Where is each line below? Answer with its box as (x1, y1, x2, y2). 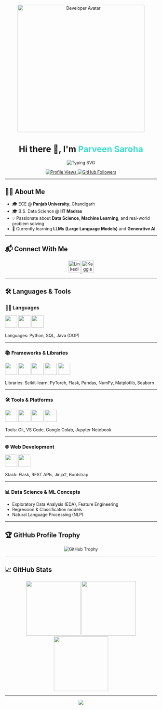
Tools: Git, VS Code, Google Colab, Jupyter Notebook (5, 427, 112, 433)
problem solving (12, 221, 44, 226)
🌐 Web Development (5, 443, 54, 450)
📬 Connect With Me (5, 245, 68, 253)
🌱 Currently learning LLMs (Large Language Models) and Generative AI (12, 226, 156, 231)
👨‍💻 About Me (5, 188, 45, 196)
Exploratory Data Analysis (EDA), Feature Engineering (12, 501, 119, 507)
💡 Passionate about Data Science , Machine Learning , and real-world (12, 215, 150, 221)
